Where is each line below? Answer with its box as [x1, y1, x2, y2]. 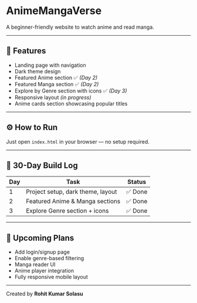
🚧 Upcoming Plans [6, 233, 74, 243]
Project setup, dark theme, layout [26, 188, 117, 196]
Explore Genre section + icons [26, 207, 109, 215]
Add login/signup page [14, 248, 70, 256]
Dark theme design [14, 67, 61, 74]
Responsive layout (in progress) [14, 94, 92, 101]
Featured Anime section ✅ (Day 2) [14, 74, 98, 81]
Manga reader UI [14, 261, 56, 268]
